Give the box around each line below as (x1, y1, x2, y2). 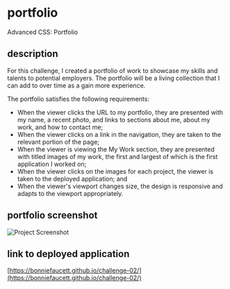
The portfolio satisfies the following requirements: (7, 94, 149, 103)
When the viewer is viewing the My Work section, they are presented (17, 144, 215, 154)
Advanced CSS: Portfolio (7, 28, 79, 36)
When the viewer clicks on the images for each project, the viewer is (17, 167, 214, 175)
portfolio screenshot (7, 210, 98, 222)
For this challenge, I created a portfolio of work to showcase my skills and (7, 66, 218, 74)
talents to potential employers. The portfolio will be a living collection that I (7, 74, 220, 82)
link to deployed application (7, 248, 130, 260)
